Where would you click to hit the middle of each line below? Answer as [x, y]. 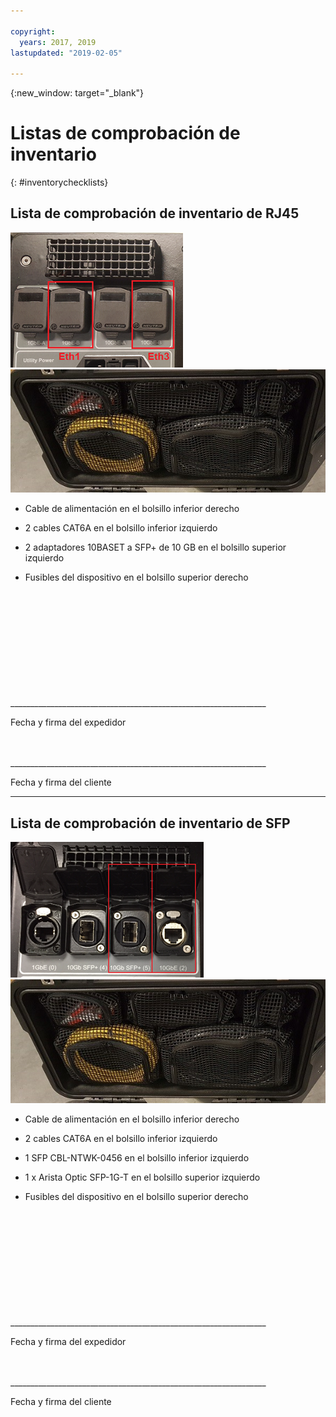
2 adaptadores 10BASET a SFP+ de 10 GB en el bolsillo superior [155, 547]
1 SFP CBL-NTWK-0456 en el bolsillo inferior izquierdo [137, 1157]
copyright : [33, 31]
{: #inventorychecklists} [59, 182]
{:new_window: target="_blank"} [77, 93]
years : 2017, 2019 [58, 42]
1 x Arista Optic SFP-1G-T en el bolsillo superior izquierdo [142, 1177]
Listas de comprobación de [125, 133]
